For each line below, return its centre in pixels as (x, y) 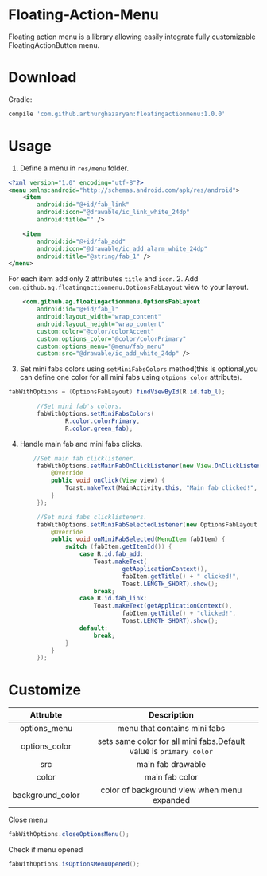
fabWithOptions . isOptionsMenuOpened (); (74, 864)
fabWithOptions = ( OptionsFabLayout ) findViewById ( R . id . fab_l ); (117, 392)
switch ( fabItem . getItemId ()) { (118, 547)
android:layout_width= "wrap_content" (99, 317)
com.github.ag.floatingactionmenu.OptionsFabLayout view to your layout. (128, 287)
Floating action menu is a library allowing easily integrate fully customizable (132, 37)
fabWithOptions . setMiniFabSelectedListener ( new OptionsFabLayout (147, 524)
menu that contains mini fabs (171, 729)
